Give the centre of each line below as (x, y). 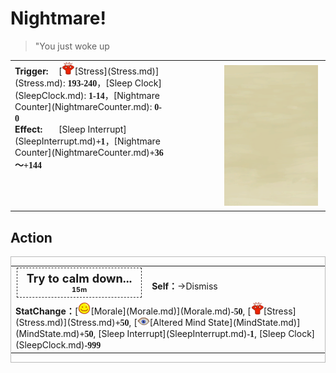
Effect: (28, 129)
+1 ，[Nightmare (128, 141)
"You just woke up (72, 46)
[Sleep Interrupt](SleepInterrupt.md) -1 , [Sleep (192, 333)
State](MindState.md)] (254, 322)
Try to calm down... (79, 278)
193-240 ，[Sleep (100, 83)
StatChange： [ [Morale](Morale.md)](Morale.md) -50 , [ (133, 311)
